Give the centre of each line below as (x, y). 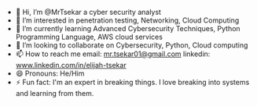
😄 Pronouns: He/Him (50, 73)
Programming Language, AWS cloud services (89, 37)
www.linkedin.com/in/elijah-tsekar (71, 65)
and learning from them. (55, 93)
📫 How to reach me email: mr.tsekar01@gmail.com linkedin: (113, 54)
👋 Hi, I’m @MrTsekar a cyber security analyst (88, 12)
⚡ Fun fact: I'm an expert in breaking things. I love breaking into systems (132, 82)
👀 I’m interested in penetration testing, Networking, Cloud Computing (127, 20)
